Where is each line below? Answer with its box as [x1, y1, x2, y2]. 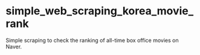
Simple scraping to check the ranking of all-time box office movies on [5, 36, 179, 44]
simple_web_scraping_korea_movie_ [5, 4, 194, 18]
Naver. [5, 43, 22, 50]
